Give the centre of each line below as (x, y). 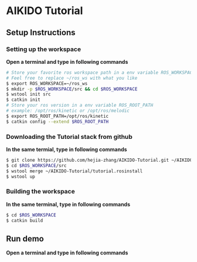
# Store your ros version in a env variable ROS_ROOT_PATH (80, 106)
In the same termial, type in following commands (67, 149)
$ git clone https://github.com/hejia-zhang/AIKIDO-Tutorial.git (87, 160)
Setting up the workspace (43, 49)
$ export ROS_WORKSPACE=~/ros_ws (47, 83)
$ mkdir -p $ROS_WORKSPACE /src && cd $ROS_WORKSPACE (72, 89)
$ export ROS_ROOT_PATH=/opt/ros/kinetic (57, 116)
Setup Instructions (41, 33)
